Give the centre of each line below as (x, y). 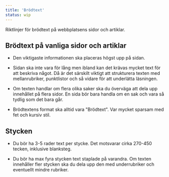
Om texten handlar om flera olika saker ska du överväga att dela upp (85, 89)
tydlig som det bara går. (38, 100)
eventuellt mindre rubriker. (41, 170)
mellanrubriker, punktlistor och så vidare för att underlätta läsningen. (85, 79)
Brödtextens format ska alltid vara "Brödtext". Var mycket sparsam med (88, 110)
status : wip (18, 15)
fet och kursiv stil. (32, 115)
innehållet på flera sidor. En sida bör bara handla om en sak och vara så (88, 94)
